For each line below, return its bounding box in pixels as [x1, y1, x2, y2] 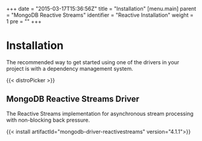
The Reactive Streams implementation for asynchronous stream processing [6, 110, 194, 117]
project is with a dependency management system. [6, 65, 134, 72]
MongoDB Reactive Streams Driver [6, 94, 140, 104]
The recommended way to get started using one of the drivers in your [6, 58, 180, 65]
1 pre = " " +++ [6, 18, 42, 25]
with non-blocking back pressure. [6, 116, 90, 124]
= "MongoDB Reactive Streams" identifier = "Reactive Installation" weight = [6, 11, 194, 19]
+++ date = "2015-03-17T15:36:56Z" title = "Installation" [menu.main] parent [6, 5, 197, 12]
